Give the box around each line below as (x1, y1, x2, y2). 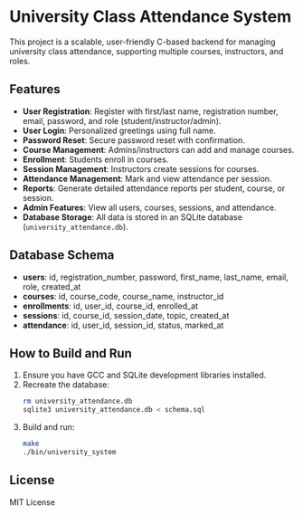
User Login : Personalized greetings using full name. (22, 125, 217, 136)
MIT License (9, 496, 56, 508)
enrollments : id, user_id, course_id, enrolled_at (22, 300, 199, 311)
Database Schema (9, 247, 115, 263)
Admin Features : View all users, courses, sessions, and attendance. (22, 202, 277, 213)
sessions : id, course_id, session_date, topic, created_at (22, 310, 230, 320)
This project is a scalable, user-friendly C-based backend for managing (9, 36, 276, 47)
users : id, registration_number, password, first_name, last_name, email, (22, 272, 289, 282)
